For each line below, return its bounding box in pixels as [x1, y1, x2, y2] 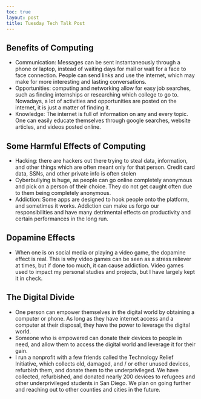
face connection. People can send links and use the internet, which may [15, 72, 195, 79]
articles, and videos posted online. [15, 123, 101, 131]
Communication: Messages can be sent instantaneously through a [15, 59, 180, 66]
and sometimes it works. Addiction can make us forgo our [15, 202, 159, 210]
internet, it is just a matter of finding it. [15, 104, 111, 111]
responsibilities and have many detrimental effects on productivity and [15, 209, 191, 216]
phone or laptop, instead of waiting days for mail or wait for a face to [15, 65, 186, 73]
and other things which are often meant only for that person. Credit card [15, 163, 196, 171]
